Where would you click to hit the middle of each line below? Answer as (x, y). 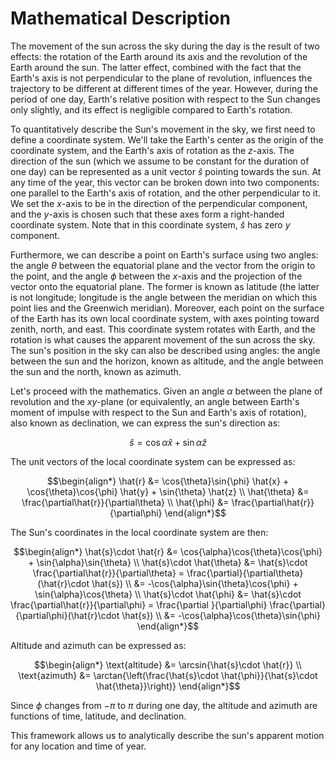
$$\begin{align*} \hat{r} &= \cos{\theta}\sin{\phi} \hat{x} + (168, 481)
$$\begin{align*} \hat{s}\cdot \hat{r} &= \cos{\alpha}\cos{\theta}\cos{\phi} (168, 551)
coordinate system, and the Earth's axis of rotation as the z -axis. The (152, 150)
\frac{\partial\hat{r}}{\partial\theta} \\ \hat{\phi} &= (125, 502)
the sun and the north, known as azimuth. (96, 371)
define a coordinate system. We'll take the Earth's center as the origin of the (167, 139)
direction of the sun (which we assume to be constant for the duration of (160, 161)
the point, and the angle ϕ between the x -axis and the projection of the (156, 276)
